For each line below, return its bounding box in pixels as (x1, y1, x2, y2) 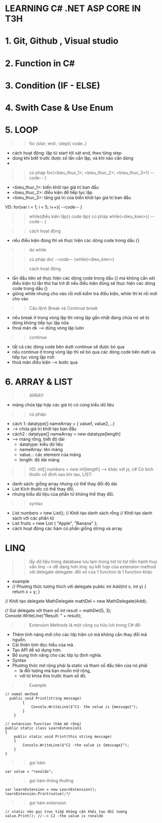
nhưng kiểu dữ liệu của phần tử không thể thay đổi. (12, 491, 114, 497)
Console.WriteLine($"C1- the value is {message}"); (31, 704, 138, 709)
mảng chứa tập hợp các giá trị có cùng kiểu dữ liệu (12, 402, 114, 407)
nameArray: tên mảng (19, 446, 63, 452)
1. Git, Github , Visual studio (5, 35, 119, 47)
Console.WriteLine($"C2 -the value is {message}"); (22, 742, 130, 748)
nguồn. (12, 636, 27, 642)
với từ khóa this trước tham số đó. (19, 673, 87, 679)
